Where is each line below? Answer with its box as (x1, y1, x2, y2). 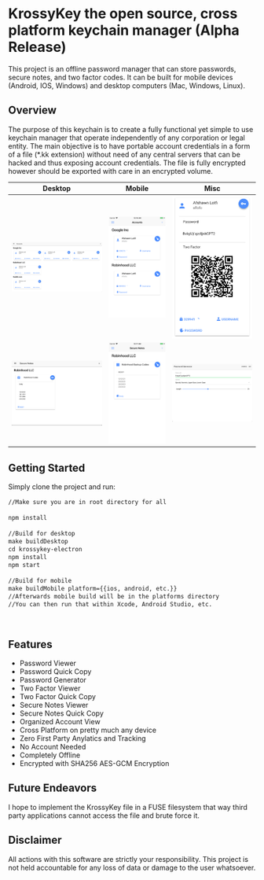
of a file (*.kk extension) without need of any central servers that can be (8, 149, 241, 159)
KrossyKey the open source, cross (8, 5, 238, 23)
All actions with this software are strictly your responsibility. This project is (8, 854, 249, 863)
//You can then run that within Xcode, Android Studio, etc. (8, 601, 213, 609)
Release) (8, 39, 67, 56)
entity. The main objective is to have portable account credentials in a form (8, 141, 251, 150)
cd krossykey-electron (8, 546, 82, 554)
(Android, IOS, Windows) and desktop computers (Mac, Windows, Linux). (8, 80, 246, 90)
